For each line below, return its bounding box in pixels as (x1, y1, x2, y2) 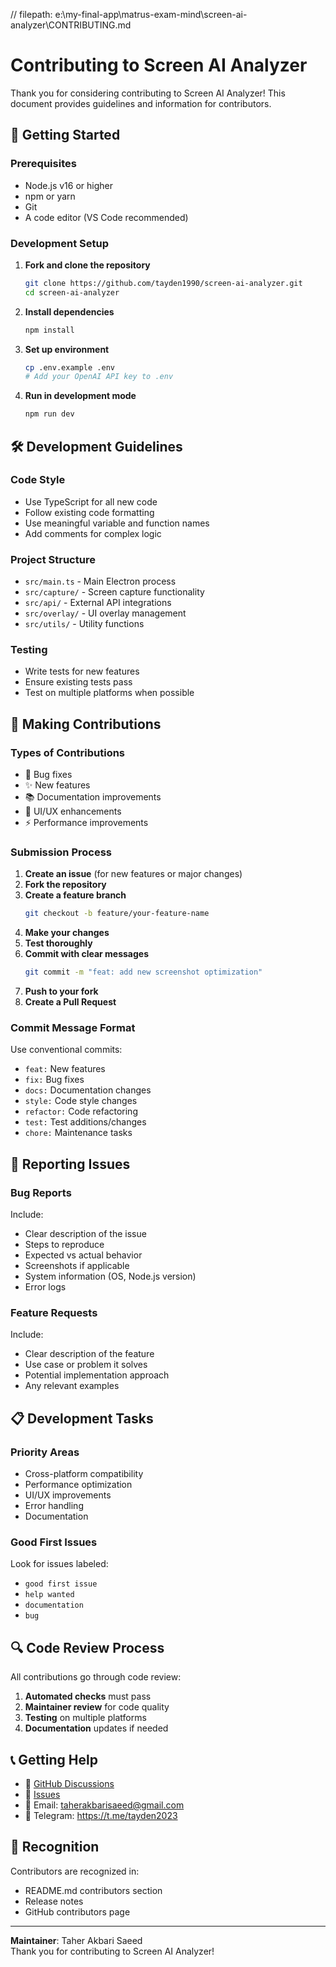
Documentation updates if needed (24, 1722, 169, 1734)
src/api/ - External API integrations (24, 597, 172, 609)
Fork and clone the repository (24, 259, 151, 271)
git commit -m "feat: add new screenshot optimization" (24, 967, 263, 978)
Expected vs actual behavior (24, 1249, 143, 1261)
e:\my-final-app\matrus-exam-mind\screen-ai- (54, 9, 248, 20)
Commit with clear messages (24, 948, 150, 960)
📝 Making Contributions (10, 715, 162, 733)
